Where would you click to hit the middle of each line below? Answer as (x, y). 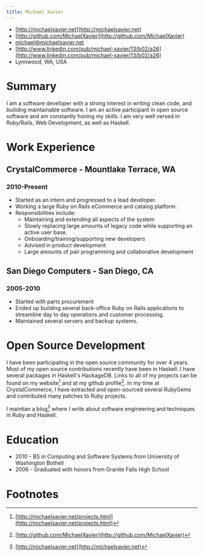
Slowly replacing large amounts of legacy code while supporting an (108, 226)
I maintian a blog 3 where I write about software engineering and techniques (101, 408)
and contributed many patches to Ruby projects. (67, 396)
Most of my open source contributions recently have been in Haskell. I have (101, 369)
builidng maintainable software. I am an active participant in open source (97, 110)
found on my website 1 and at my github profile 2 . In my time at (83, 382)
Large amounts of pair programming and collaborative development (109, 252)
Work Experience (51, 147)
